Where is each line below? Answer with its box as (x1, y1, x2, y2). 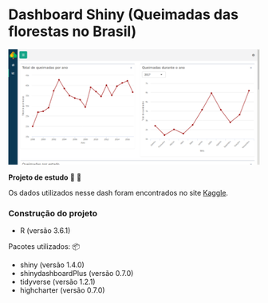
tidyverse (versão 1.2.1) (19, 277, 96, 287)
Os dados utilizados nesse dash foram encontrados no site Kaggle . (8, 188, 229, 197)
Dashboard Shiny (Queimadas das (8, 6, 239, 24)
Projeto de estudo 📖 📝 (8, 173, 82, 182)
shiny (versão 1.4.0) (19, 260, 85, 270)
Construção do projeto (8, 208, 98, 219)
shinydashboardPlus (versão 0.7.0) (19, 269, 134, 278)
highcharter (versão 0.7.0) (19, 286, 105, 295)
